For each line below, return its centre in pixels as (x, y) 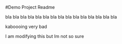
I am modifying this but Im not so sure (45, 36)
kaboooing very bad (26, 26)
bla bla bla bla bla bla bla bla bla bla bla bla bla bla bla (61, 17)
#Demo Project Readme (30, 7)
